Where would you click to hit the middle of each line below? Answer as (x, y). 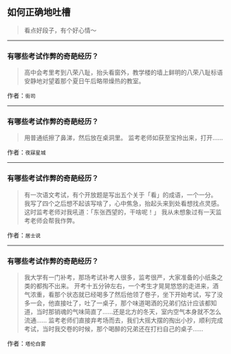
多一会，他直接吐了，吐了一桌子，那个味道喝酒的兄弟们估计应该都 (117, 303)
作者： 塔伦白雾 (26, 343)
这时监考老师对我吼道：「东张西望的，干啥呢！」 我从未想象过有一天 (120, 212)
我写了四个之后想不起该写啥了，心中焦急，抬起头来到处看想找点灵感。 (123, 203)
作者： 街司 (21, 96)
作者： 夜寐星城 (26, 153)
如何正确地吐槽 (39, 12)
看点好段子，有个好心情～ (60, 30)
